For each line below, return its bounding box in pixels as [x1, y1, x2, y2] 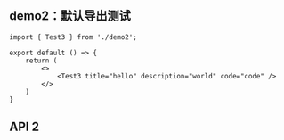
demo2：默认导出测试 [9, 8, 132, 24]
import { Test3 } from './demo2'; [9, 32, 138, 42]
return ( [25, 56, 58, 65]
